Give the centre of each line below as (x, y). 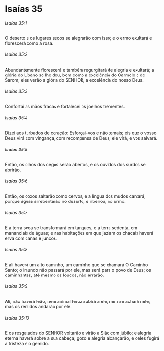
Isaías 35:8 (16, 250)
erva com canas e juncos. (31, 238)
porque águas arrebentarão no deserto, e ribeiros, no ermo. (66, 201)
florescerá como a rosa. (29, 43)
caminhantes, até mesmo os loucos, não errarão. (55, 275)
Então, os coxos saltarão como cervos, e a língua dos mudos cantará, (75, 196)
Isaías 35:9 (16, 286)
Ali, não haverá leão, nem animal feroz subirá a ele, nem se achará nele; (78, 301)
